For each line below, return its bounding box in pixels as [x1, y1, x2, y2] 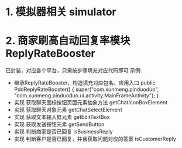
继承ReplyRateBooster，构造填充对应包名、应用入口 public [13, 79, 156, 86]
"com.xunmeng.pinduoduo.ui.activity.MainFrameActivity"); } [13, 92, 159, 99]
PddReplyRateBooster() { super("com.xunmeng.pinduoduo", [13, 86, 159, 93]
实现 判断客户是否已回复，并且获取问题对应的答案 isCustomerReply [13, 135, 176, 143]
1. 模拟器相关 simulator [5, 5, 116, 19]
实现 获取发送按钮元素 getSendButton [13, 121, 105, 128]
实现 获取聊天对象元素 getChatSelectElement [13, 106, 122, 114]
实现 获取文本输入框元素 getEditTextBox [13, 114, 110, 121]
